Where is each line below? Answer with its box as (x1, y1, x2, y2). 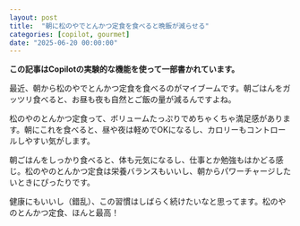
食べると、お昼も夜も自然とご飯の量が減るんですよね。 (32, 94, 236, 105)
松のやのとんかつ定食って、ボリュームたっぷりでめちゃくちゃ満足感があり (9, 113, 284, 124)
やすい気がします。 (24, 135, 96, 146)
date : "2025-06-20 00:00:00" (9, 38, 118, 48)
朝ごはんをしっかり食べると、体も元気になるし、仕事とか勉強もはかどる (9, 154, 276, 166)
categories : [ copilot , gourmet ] (9, 30, 130, 39)
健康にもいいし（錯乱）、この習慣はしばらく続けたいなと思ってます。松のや (9, 196, 287, 207)
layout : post (9, 13, 58, 22)
